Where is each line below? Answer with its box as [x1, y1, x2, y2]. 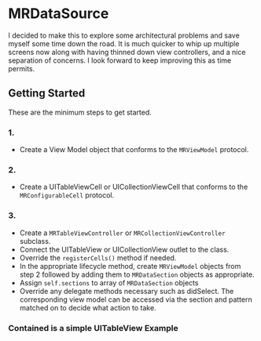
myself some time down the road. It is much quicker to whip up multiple [8, 38, 240, 48]
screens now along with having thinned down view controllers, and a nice [8, 47, 246, 56]
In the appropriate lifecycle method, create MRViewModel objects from [19, 261, 241, 270]
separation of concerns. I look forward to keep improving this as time [8, 56, 232, 65]
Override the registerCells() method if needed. [19, 252, 177, 263]
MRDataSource [8, 5, 109, 23]
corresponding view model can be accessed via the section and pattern [19, 295, 253, 304]
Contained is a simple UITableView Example [8, 322, 178, 333]
